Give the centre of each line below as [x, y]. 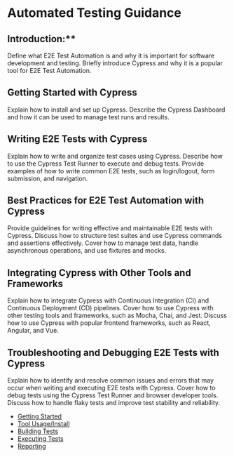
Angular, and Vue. [33, 331]
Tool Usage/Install [43, 424]
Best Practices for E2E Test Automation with [106, 200]
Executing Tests [41, 439]
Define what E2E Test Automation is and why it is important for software [111, 55]
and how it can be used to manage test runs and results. [88, 117]
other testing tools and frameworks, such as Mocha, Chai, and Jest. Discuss [117, 316]
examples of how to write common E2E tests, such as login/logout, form [111, 171]
